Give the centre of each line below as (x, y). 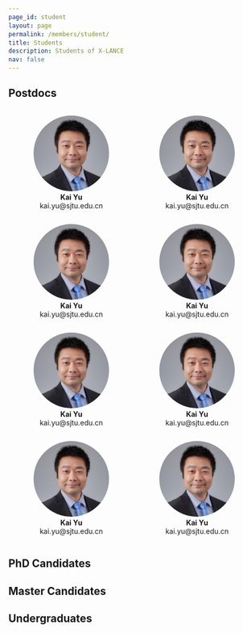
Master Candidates (57, 591)
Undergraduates (50, 618)
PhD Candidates (49, 564)
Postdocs (33, 93)
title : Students (35, 43)
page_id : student (37, 17)
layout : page (30, 25)
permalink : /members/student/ (59, 34)
